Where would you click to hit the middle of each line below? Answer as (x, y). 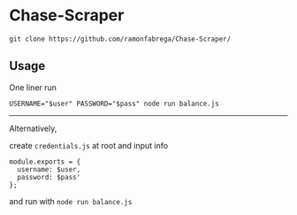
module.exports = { (45, 161)
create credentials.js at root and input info (89, 145)
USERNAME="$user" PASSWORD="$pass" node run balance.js (114, 104)
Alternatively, (33, 128)
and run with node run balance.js (71, 201)
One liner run (33, 87)
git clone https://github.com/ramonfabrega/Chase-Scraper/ (120, 39)
